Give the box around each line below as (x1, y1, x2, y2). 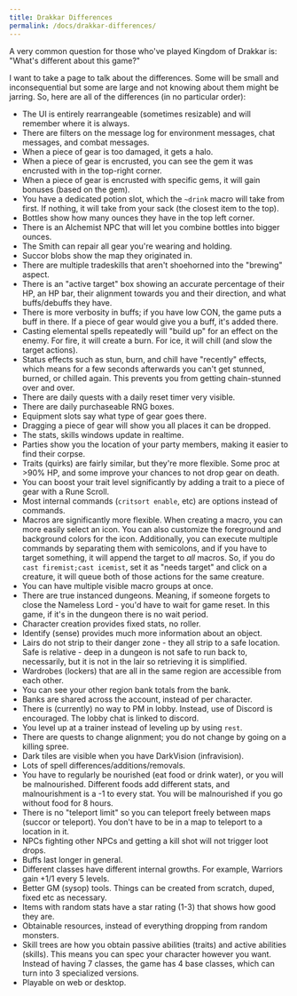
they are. (21, 911, 55, 921)
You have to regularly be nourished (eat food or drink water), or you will (21, 769, 284, 780)
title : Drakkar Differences (9, 12, 113, 22)
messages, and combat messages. (21, 137, 150, 147)
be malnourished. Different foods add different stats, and (21, 778, 231, 789)
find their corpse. (21, 448, 86, 458)
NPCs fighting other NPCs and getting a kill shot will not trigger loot (21, 835, 269, 846)
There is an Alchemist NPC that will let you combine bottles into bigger (21, 221, 280, 232)
